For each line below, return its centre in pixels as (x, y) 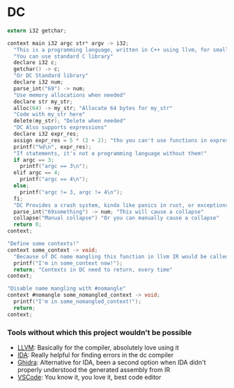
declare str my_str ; (43, 102)
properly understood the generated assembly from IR (94, 369)
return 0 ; (28, 225)
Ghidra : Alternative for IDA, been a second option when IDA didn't (111, 362)
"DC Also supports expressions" (61, 127)
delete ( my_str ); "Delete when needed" (70, 121)
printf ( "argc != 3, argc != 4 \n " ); (71, 192)
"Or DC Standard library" (51, 76)
